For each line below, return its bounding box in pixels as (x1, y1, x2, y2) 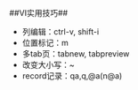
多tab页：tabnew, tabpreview (21, 49, 130, 59)
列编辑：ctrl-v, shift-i (21, 26, 100, 37)
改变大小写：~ (21, 60, 76, 70)
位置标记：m (21, 38, 69, 48)
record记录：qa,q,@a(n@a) (21, 71, 123, 81)
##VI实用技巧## (9, 8, 69, 18)
